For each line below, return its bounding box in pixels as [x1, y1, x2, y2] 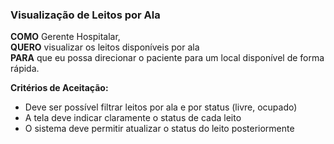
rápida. [10, 63, 40, 75]
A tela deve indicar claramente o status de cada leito [24, 112, 242, 124]
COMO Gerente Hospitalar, [10, 31, 121, 43]
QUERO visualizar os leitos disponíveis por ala [10, 41, 200, 53]
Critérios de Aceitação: [10, 82, 109, 94]
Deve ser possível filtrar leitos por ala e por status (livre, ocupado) [24, 101, 298, 113]
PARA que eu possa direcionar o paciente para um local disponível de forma [10, 52, 325, 64]
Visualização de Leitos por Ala [10, 8, 161, 22]
